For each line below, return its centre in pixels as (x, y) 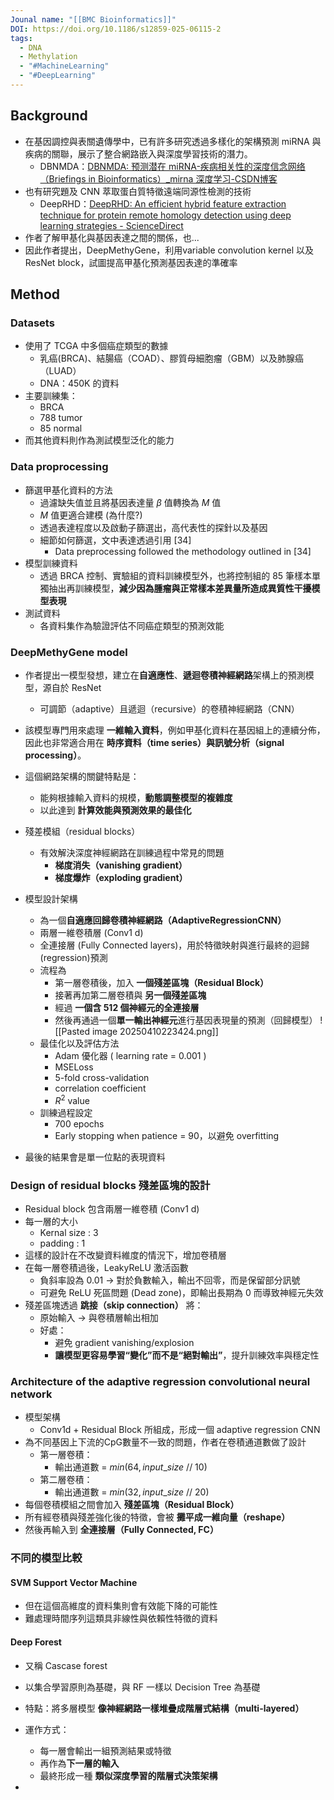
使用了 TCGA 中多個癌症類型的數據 (96, 346)
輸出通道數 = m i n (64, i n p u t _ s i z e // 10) (131, 1467)
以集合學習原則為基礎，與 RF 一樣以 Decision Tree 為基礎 (142, 1687)
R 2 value (72, 1099)
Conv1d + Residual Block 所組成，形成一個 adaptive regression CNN (180, 1430)
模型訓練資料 (51, 563)
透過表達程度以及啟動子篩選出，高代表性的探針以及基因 (153, 527)
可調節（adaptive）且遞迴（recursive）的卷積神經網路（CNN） (169, 708)
